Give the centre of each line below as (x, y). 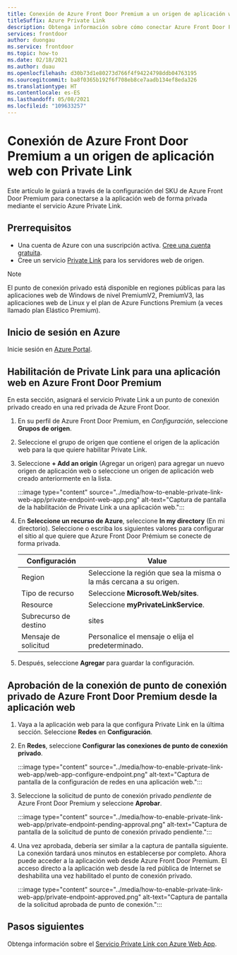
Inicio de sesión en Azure (64, 332)
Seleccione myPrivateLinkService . (146, 605)
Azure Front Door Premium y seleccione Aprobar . (90, 804)
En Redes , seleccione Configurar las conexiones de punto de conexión (122, 746)
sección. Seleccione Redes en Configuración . (85, 732)
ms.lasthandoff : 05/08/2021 (49, 100)
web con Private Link (70, 171)
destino (34, 625)
